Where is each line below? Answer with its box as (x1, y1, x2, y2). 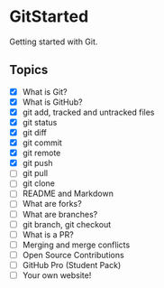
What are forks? (22, 199, 83, 209)
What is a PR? (22, 228, 74, 240)
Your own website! (22, 269, 92, 281)
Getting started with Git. (9, 36, 98, 47)
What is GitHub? (22, 97, 83, 107)
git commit (22, 137, 63, 148)
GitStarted (9, 6, 89, 27)
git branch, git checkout (22, 218, 112, 229)
